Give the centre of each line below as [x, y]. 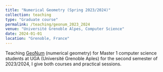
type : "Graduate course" [32, 19]
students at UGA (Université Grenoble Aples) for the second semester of [81, 58]
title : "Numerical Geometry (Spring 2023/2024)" [58, 10]
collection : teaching [28, 15]
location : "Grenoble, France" [38, 39]
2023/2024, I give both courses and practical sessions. [63, 64]
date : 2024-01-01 [24, 34]
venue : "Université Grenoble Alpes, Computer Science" [65, 29]
